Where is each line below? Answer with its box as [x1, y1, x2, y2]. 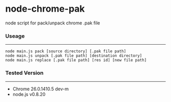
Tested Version [5, 70, 44, 77]
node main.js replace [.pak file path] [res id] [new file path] [5, 58, 147, 63]
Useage [5, 32, 25, 40]
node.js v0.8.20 [12, 91, 46, 97]
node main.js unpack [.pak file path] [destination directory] [5, 53, 142, 58]
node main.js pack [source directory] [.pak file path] [5, 49, 126, 54]
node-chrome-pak [5, 3, 85, 15]
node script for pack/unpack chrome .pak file [5, 20, 100, 26]
